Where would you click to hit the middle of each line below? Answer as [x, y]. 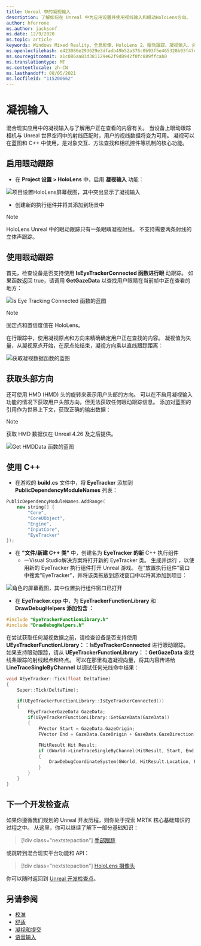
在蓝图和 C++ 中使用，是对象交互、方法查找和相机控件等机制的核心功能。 [97, 143]
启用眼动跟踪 [30, 163]
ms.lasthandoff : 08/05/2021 [41, 73]
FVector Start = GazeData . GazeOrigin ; [86, 729]
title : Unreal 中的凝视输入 [38, 12]
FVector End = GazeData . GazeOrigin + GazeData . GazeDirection [116, 734]
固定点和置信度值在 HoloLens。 [45, 325]
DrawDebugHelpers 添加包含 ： [54, 608]
